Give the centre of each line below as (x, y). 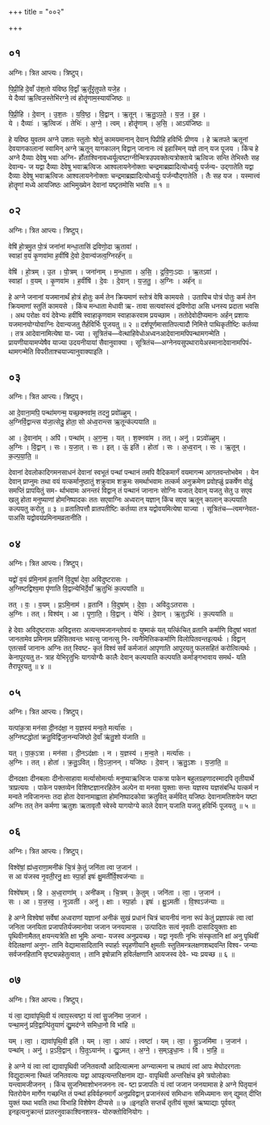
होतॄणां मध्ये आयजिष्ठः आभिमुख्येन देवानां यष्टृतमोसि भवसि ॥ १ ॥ (89, 184)
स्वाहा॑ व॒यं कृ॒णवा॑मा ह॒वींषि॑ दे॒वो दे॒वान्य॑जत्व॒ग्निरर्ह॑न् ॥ (70, 255)
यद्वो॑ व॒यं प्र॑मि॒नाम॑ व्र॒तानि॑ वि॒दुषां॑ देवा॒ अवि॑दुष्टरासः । (69, 579)
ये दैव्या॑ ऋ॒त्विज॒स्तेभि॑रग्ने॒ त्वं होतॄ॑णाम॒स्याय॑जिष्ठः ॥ (69, 98)
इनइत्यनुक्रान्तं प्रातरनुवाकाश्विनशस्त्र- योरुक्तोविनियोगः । (79, 1111)
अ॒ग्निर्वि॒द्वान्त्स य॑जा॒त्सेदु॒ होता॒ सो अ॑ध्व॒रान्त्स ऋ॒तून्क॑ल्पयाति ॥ (82, 422)
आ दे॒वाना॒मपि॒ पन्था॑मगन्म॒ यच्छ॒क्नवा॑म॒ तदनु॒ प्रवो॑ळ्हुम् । (73, 413)
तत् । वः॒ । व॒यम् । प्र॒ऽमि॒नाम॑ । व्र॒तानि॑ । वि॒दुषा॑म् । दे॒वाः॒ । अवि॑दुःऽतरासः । (102, 605)
